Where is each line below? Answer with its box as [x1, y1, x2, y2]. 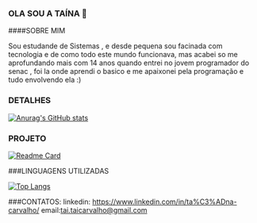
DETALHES [8, 95, 52, 106]
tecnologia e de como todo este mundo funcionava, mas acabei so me [8, 50, 238, 60]
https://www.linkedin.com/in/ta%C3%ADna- [92, 197, 237, 206]
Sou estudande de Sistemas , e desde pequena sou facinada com [8, 41, 223, 51]
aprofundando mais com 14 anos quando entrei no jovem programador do [8, 58, 250, 67]
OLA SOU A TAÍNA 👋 [8, 8, 87, 19]
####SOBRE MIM [8, 26, 66, 36]
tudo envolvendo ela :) [8, 75, 82, 85]
